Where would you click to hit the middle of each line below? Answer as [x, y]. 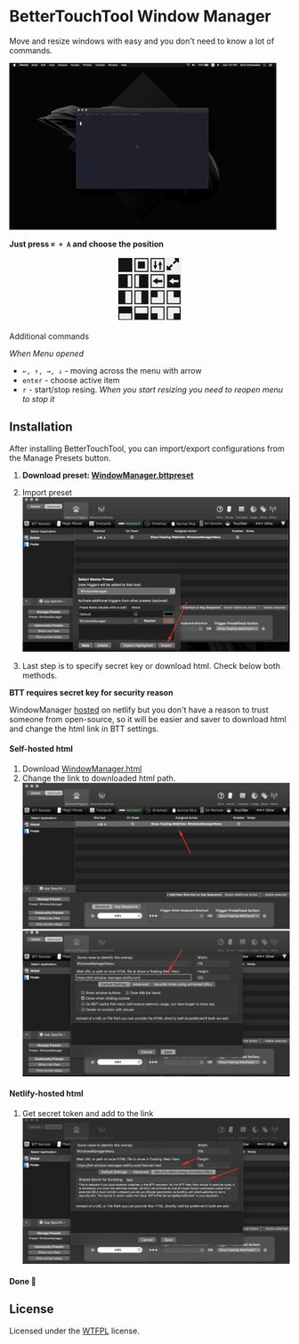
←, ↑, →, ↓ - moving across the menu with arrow [112, 370]
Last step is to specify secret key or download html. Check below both [151, 665]
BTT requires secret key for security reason [91, 692]
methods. [40, 675]
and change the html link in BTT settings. [84, 728]
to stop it [38, 398]
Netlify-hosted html [46, 1094]
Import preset [47, 492]
